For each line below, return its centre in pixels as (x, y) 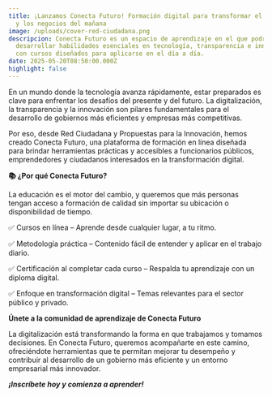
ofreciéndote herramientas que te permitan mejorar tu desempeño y (122, 351)
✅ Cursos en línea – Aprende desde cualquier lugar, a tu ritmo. (113, 227)
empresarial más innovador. (55, 368)
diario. (19, 252)
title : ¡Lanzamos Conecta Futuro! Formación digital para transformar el (136, 16)
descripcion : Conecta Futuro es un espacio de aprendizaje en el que (128, 39)
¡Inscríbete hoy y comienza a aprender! (76, 384)
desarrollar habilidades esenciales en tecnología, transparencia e (134, 46)
